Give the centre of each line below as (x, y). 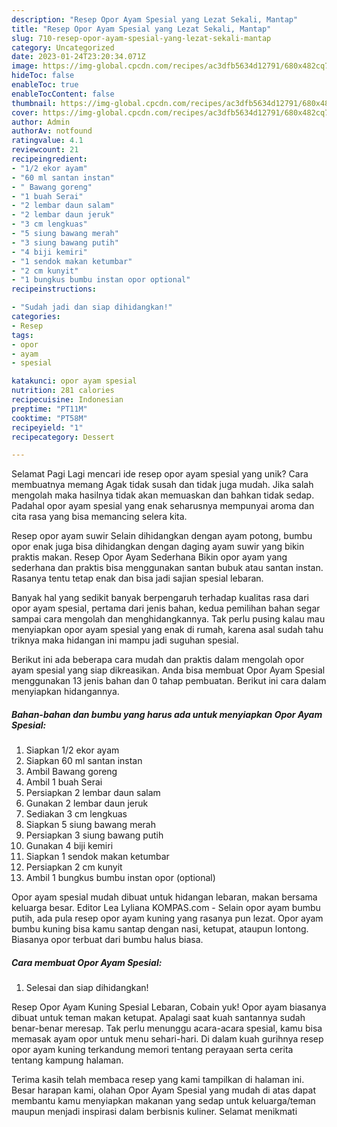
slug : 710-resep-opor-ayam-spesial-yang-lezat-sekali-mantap (141, 38)
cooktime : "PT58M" (49, 418)
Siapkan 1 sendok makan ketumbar (97, 857)
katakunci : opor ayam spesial (74, 381)
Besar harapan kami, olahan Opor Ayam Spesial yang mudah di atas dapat (163, 1090)
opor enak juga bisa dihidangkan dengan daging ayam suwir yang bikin (158, 547)
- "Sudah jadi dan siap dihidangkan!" (92, 307)
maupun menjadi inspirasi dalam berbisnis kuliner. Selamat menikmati (154, 1112)
